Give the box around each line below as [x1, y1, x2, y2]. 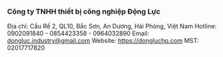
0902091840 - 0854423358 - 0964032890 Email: [7, 29, 150, 37]
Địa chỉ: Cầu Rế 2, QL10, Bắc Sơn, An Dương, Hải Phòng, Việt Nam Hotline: [7, 22, 217, 31]
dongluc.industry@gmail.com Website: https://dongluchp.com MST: [7, 37, 199, 45]
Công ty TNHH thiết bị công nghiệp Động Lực [7, 7, 161, 16]
